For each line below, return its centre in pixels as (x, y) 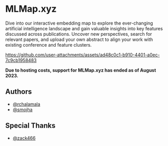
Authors (19, 92)
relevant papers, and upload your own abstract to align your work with (79, 39)
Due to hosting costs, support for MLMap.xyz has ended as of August (81, 70)
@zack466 (24, 138)
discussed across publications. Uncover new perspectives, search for (79, 34)
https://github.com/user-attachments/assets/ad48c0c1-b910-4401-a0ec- (82, 55)
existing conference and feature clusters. (49, 45)
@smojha (22, 109)
